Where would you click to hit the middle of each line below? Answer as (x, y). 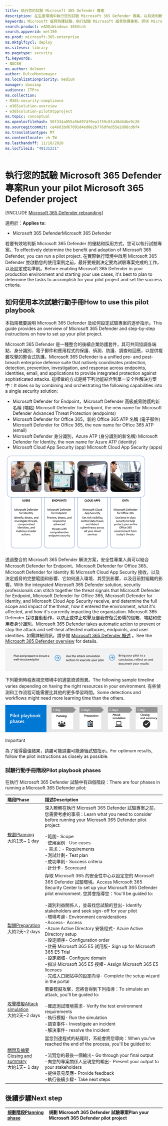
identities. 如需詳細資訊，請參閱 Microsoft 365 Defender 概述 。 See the (79, 636)
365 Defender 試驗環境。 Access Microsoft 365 (93, 882)
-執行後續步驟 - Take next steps (78, 1079)
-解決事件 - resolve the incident (77, 1030)
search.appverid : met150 (31, 32)
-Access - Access (63, 923)
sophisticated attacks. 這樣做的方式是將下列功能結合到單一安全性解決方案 (81, 379)
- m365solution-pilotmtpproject (39, 111)
